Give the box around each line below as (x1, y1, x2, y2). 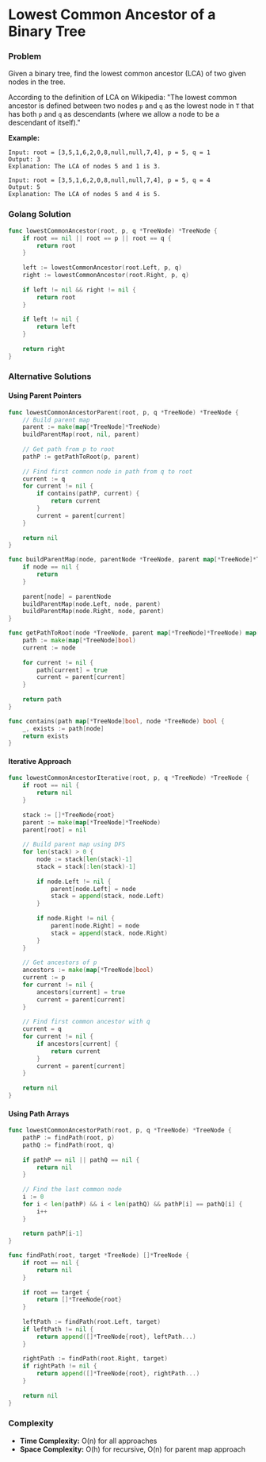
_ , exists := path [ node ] (22, 724, 104, 732)
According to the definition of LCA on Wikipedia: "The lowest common (8, 93, 237, 102)
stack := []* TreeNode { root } (22, 811, 115, 819)
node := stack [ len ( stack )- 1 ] (36, 855, 133, 863)
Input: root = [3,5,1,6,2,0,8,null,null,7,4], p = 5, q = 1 (8, 149, 211, 156)
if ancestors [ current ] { (36, 1040, 119, 1047)
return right (22, 345, 66, 353)
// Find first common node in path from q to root (22, 467, 193, 476)
